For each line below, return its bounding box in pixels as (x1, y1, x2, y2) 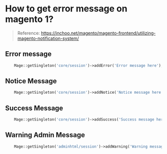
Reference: (17, 30, 40, 36)
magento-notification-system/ (17, 35, 80, 41)
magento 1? (5, 13, 54, 25)
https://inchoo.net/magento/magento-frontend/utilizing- (41, 30, 156, 36)
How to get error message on (5, 3, 128, 14)
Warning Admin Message (5, 131, 85, 140)
